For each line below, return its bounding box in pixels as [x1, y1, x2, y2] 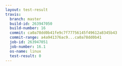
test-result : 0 [9, 53, 41, 59]
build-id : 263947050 [9, 21, 52, 26]
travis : [5, 12, 21, 17]
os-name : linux [9, 49, 41, 54]
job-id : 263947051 [9, 40, 48, 45]
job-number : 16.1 [9, 44, 46, 49]
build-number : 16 [9, 26, 46, 31]
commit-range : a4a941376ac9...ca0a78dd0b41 [9, 35, 101, 40]
